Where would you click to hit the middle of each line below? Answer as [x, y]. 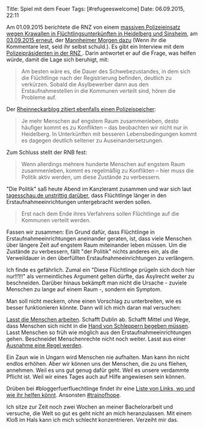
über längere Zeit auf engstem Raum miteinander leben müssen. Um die [97, 245]
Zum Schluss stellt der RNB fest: [47, 152]
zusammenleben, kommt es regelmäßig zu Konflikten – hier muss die [107, 171]
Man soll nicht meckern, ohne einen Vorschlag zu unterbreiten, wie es [94, 301]
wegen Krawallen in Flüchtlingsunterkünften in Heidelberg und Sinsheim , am [102, 34]
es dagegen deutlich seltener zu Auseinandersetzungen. [92, 140]
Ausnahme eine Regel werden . [45, 345]
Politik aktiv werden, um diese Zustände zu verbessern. [91, 177]
